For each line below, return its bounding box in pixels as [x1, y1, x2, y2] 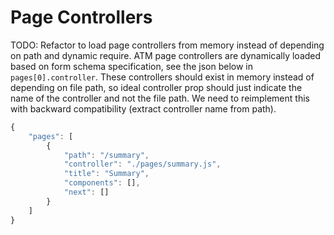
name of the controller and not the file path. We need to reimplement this [10, 92, 310, 104]
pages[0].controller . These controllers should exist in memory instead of [10, 71, 315, 83]
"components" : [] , [63, 178, 141, 188]
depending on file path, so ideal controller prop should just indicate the [10, 81, 303, 93]
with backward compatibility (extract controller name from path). [10, 102, 277, 115]
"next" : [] [63, 187, 110, 198]
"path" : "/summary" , [63, 150, 150, 160]
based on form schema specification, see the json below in [10, 60, 253, 72]
